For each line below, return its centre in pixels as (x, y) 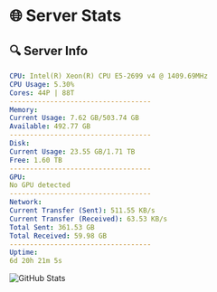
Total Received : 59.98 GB (58, 236)
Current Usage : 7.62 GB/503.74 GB (75, 118)
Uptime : (24, 253)
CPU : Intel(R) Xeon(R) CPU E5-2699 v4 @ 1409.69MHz (108, 76)
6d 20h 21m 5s (36, 261)
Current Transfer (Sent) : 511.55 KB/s (82, 211)
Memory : (24, 109)
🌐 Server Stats (66, 16)
